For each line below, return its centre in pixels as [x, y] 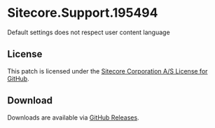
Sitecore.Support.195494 [83, 13]
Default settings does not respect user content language [89, 32]
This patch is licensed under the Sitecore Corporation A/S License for [107, 71]
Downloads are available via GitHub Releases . [73, 118]
